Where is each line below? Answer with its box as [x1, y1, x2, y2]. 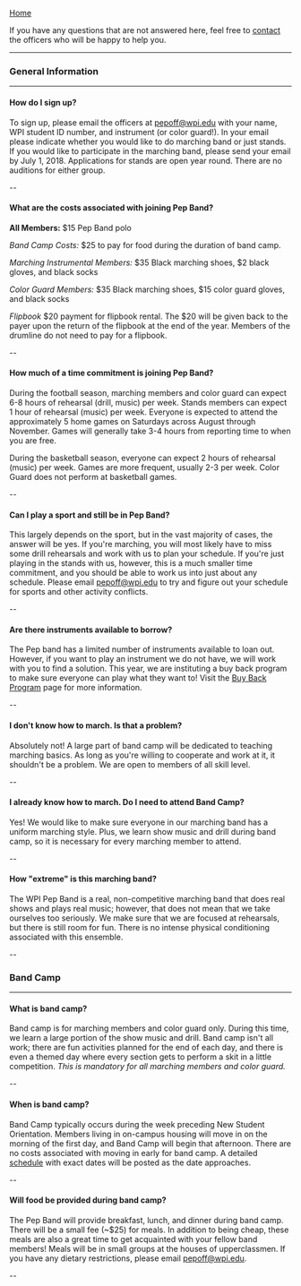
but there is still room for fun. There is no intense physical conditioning [9, 922, 271, 932]
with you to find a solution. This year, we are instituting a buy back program [9, 663, 288, 674]
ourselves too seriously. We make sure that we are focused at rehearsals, [9, 913, 280, 923]
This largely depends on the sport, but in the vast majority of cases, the [9, 529, 273, 540]
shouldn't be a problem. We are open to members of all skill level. [9, 759, 251, 769]
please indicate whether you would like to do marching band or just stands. [9, 136, 287, 147]
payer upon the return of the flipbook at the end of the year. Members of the [9, 320, 291, 330]
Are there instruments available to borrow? [9, 624, 173, 635]
